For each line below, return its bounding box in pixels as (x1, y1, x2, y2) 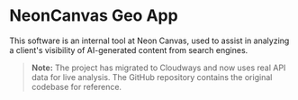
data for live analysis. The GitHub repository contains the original (31, 71, 273, 82)
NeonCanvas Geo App (9, 5, 178, 26)
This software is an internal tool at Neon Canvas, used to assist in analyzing (9, 35, 290, 46)
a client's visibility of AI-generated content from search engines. (9, 44, 248, 55)
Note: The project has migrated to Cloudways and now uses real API (31, 62, 286, 73)
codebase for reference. (31, 81, 122, 92)
